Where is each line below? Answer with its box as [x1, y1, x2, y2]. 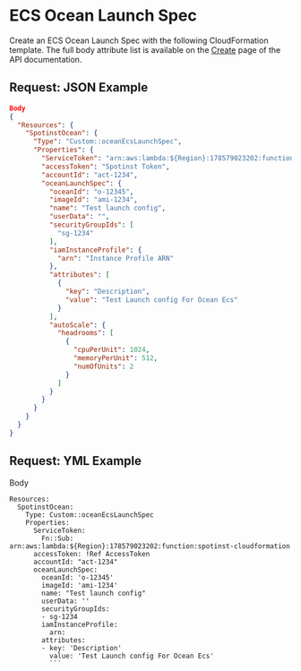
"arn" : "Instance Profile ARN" [56, 254, 175, 262]
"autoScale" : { [48, 320, 106, 330]
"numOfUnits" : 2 [73, 362, 134, 371]
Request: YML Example [9, 453, 142, 469]
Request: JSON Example [9, 80, 149, 95]
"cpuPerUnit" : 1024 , [73, 346, 150, 355]
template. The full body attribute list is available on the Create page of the [9, 44, 281, 55]
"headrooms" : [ [56, 329, 115, 338]
